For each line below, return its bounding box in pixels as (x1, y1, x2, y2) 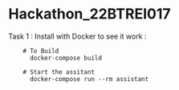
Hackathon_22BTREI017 (8, 5, 171, 23)
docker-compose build (29, 54, 103, 62)
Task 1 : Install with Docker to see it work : (8, 31, 147, 41)
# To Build (22, 47, 59, 55)
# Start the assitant (22, 67, 95, 76)
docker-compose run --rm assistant (29, 75, 149, 83)
